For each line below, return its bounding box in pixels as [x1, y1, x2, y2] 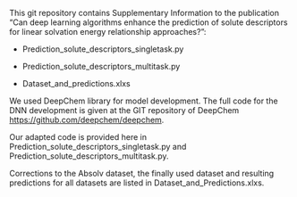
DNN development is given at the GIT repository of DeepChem [9, 105, 240, 115]
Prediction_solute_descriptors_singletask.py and [9, 142, 187, 152]
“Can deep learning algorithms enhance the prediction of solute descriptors [9, 17, 288, 28]
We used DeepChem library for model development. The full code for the [9, 95, 279, 106]
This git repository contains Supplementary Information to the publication [9, 8, 280, 18]
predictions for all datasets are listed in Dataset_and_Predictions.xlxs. [9, 177, 265, 188]
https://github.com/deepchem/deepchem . [9, 115, 165, 125]
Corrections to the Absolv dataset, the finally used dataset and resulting [9, 168, 275, 178]
